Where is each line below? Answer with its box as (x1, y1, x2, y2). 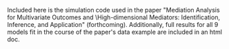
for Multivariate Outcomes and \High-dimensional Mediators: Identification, (7, 13, 221, 21)
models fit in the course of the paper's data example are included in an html (7, 28, 223, 36)
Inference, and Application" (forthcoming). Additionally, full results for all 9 (7, 21, 219, 28)
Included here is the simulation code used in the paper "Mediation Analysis (7, 6, 220, 14)
